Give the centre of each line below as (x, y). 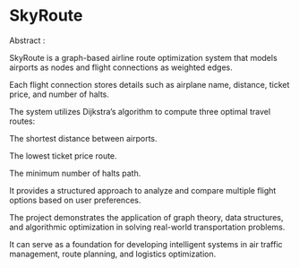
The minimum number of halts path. (75, 173)
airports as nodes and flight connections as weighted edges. (121, 67)
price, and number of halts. (60, 94)
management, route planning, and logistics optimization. (113, 254)
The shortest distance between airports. (84, 138)
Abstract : (27, 40)
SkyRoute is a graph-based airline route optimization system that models (143, 57)
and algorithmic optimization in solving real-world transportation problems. (147, 227)
